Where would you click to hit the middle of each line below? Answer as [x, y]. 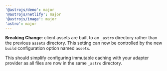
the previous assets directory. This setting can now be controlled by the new [84, 43]
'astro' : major [21, 24]
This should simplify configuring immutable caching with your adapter [77, 58]
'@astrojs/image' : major [31, 19]
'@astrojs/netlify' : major [33, 14]
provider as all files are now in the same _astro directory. [64, 63]
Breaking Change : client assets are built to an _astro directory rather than [82, 38]
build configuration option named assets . [48, 48]
